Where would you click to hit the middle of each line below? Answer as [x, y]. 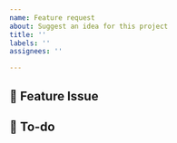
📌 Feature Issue [54, 96]
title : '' [28, 34]
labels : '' [30, 43]
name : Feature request [52, 18]
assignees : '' [36, 52]
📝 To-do [32, 126]
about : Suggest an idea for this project [89, 26]
